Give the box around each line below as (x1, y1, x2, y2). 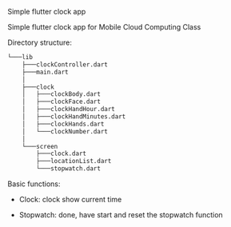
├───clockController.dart (22, 60, 109, 69)
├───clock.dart (36, 149, 87, 158)
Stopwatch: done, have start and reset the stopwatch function (18, 210, 223, 219)
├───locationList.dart (36, 157, 112, 165)
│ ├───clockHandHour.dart (22, 106, 115, 113)
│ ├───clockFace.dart (22, 98, 102, 106)
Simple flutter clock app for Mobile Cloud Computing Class (7, 22, 201, 31)
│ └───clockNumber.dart (22, 127, 109, 135)
